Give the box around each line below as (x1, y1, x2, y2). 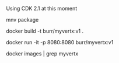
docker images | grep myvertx (6, 50, 79, 57)
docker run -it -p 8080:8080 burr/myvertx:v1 (6, 39, 114, 45)
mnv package (6, 16, 39, 23)
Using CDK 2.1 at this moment (6, 5, 78, 12)
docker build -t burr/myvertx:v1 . (6, 27, 83, 34)
